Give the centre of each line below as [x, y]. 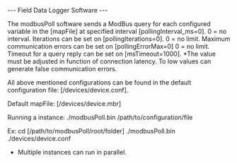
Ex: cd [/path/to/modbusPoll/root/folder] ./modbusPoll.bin [91, 131]
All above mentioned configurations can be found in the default [99, 83]
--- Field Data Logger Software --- [58, 10]
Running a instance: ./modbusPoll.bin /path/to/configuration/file [100, 117]
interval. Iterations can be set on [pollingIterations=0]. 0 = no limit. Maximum [119, 39]
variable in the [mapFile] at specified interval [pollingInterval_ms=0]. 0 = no [117, 31]
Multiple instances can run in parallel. [72, 152]
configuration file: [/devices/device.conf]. [68, 90]
